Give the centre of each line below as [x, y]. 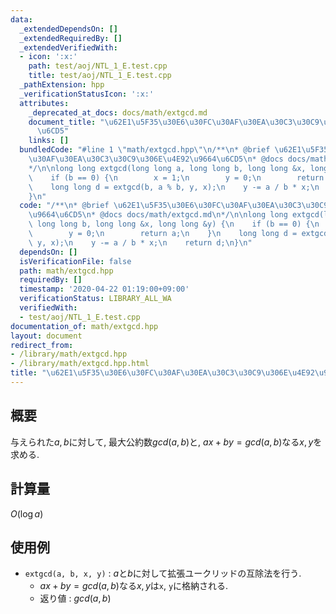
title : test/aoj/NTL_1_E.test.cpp [100, 76]
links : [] [49, 141]
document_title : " [66, 122]
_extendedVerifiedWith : [68, 47]
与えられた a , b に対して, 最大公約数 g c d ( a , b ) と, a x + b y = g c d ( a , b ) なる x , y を [166, 442]
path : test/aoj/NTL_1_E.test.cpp [98, 66]
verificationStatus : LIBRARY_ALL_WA [95, 299]
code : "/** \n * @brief [64, 206]
